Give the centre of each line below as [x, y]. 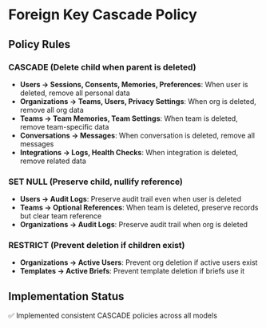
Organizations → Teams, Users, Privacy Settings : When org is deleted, [138, 101]
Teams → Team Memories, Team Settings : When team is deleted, [129, 118]
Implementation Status [66, 296]
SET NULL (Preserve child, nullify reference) [96, 182]
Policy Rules [40, 44]
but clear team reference [61, 216]
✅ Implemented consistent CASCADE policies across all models [113, 316]
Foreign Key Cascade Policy [103, 15]
